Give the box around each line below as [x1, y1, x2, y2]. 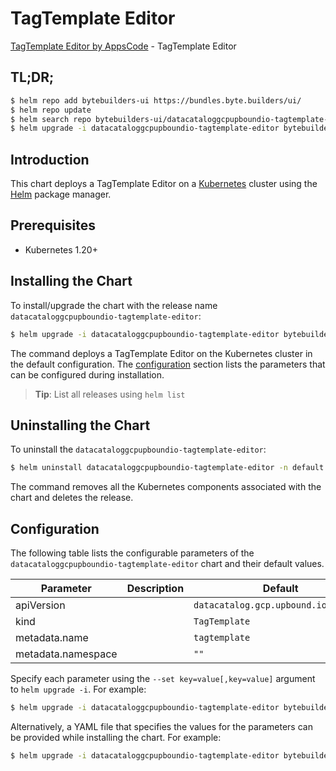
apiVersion [15, 598, 66, 612]
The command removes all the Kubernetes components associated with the [10, 481, 322, 493]
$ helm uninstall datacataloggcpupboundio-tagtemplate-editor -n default [10, 463, 325, 473]
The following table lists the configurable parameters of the [10, 547, 255, 559]
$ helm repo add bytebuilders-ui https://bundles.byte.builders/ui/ [10, 95, 302, 106]
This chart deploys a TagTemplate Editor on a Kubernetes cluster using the [10, 178, 318, 190]
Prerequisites [10, 217, 96, 234]
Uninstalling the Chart [10, 417, 151, 434]
